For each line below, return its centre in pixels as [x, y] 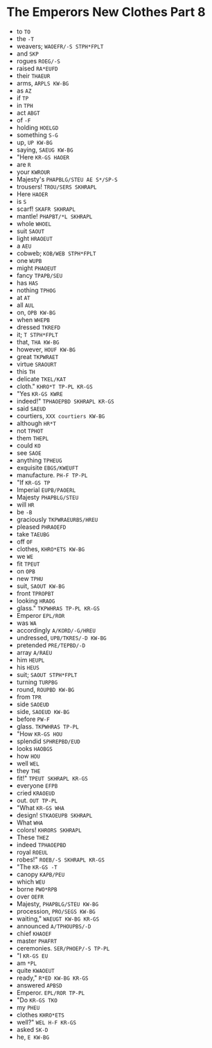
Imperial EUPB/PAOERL [46, 490]
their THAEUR [33, 76]
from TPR [29, 697]
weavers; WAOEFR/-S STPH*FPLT [60, 46]
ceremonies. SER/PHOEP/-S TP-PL [63, 948]
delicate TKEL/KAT [41, 379]
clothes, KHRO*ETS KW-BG [51, 549]
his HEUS [28, 667]
